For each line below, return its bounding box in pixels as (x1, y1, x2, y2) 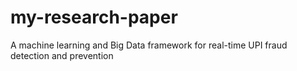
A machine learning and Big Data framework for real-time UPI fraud (10, 39, 288, 51)
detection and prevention (10, 49, 114, 61)
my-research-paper (10, 6, 178, 29)
